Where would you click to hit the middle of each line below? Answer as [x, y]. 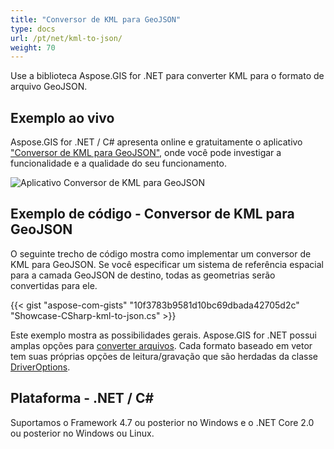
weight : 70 [33, 47]
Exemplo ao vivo [62, 117]
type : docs [33, 29]
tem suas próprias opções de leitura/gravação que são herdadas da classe [164, 356]
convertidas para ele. [54, 285]
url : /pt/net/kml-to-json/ [66, 38]
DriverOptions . [40, 367]
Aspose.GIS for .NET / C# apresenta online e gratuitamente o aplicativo [156, 142]
